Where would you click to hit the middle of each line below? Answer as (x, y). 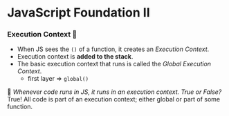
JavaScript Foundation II (79, 13)
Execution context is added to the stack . (75, 57)
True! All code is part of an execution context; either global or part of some (113, 99)
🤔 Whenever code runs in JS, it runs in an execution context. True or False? (114, 92)
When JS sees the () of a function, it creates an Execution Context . (113, 49)
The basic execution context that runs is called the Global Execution (114, 64)
